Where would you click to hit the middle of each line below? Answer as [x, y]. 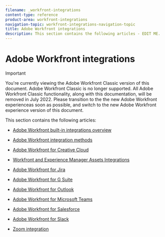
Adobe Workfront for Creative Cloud [51, 150]
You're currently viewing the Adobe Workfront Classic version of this [77, 83]
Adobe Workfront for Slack [41, 219]
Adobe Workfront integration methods [52, 140]
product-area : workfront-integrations [46, 19]
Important [16, 73]
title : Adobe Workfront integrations [45, 29]
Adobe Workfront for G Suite [43, 179]
